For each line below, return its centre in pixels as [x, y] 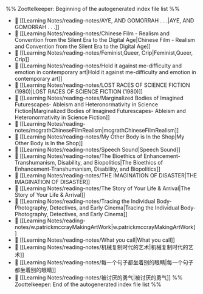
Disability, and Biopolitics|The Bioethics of [110, 162]
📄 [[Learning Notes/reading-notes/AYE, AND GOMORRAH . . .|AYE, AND [104, 20]
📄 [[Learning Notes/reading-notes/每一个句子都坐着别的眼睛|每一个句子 [104, 262]
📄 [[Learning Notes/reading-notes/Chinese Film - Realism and [92, 33]
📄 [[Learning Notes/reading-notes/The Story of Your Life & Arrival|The [102, 188]
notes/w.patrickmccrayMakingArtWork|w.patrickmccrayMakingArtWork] [105, 227]
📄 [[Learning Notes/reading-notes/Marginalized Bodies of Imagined [99, 98]
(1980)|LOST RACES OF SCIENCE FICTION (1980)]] [79, 91]
